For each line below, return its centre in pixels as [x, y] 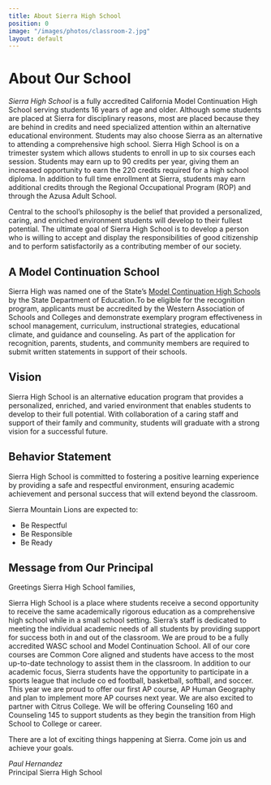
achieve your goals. [41, 748]
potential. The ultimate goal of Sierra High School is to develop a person [129, 229]
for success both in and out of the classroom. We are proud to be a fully [129, 637]
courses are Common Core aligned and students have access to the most [131, 655]
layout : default [36, 39]
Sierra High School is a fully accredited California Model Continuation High [133, 101]
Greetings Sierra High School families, [72, 587]
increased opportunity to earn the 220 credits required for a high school [129, 170]
